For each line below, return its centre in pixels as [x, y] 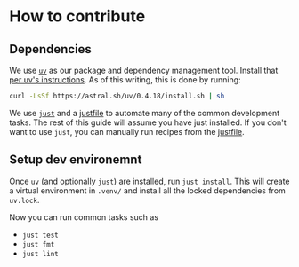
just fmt [38, 244]
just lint [40, 254]
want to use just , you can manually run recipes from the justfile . [127, 131]
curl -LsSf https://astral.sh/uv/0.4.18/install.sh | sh [117, 96]
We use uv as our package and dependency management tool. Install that [144, 70]
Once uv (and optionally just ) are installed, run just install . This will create [149, 181]
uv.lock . [24, 200]
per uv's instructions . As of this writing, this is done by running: [125, 80]
